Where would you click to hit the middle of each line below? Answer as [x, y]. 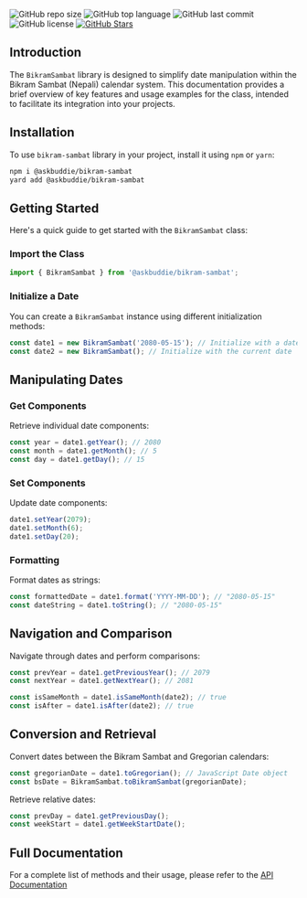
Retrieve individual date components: [79, 426]
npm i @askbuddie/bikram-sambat [71, 171]
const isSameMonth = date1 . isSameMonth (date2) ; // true [118, 698]
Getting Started [54, 208]
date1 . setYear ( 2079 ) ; [51, 520]
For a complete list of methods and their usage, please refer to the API [142, 875]
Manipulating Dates [66, 380]
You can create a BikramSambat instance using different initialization [136, 316]
